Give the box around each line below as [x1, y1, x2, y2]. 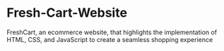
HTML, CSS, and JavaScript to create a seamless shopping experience [6, 35, 213, 43]
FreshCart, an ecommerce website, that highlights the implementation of [6, 28, 217, 36]
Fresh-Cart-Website [6, 5, 128, 21]
